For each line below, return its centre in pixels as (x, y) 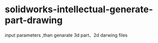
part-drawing (34, 20)
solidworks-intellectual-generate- (79, 9)
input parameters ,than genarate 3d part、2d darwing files (66, 35)
